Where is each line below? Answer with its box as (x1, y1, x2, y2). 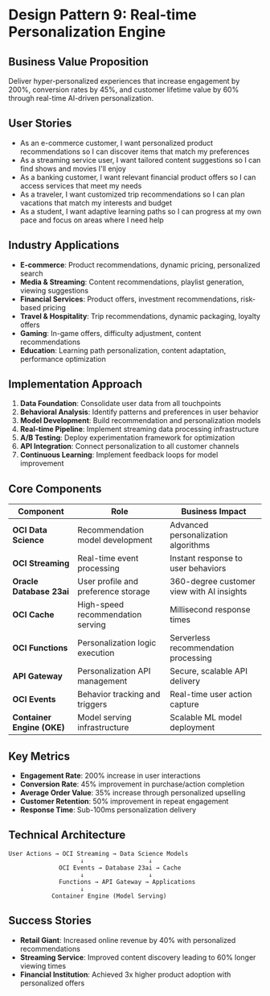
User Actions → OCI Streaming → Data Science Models (8, 849, 189, 857)
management (77, 675, 128, 687)
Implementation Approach (8, 377, 143, 392)
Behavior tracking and (77, 689, 161, 700)
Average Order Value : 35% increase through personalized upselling (19, 788, 246, 798)
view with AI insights (170, 586, 247, 597)
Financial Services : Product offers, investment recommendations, (19, 294, 239, 304)
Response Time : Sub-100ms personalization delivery (19, 805, 197, 815)
